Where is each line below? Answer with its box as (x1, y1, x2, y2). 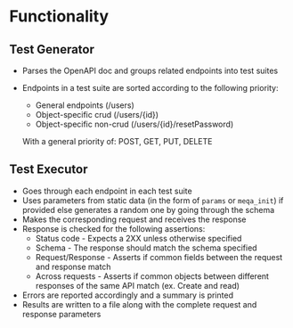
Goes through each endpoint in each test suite (21, 185, 193, 196)
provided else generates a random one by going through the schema (21, 204, 275, 215)
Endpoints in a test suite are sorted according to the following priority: (21, 83, 279, 93)
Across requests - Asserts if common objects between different (35, 270, 270, 282)
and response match (35, 261, 111, 272)
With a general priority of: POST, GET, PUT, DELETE (21, 136, 213, 146)
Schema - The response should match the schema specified (35, 242, 257, 253)
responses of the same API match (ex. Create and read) (35, 280, 240, 291)
